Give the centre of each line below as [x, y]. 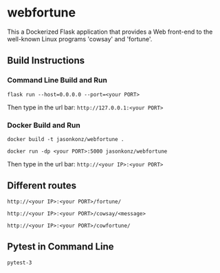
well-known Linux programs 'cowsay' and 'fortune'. [80, 39]
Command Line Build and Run [57, 80]
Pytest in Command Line [61, 247]
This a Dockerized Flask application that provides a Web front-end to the [110, 32]
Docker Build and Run [44, 125]
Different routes [42, 186]
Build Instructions [46, 61]
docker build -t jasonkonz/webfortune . [66, 139]
